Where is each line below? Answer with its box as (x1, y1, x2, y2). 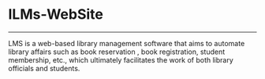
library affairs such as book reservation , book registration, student (8, 47, 226, 56)
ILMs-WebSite (8, 5, 104, 23)
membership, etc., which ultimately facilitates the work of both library (8, 55, 234, 64)
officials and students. (8, 63, 80, 73)
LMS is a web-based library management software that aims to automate (8, 38, 245, 48)
